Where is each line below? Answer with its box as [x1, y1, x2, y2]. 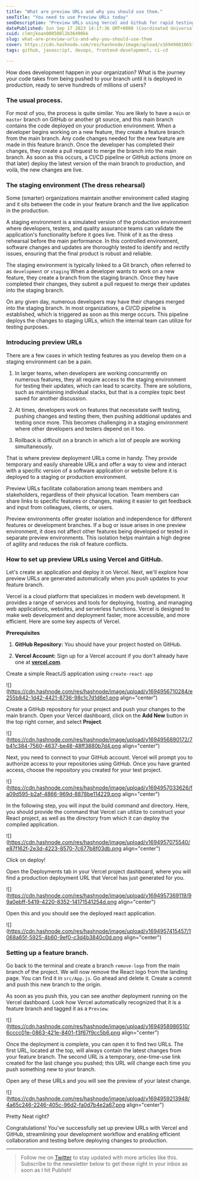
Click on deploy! [6, 856, 46, 863]
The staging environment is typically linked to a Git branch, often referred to [6, 261, 191, 269]
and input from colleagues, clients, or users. [6, 503, 114, 510]
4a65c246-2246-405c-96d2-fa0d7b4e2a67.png [6, 1101, 126, 1108]
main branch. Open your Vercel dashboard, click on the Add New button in [6, 712, 188, 719]
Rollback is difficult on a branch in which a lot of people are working [14, 436, 181, 443]
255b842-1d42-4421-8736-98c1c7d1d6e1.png [6, 694, 119, 701]
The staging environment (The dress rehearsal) [6, 181, 145, 189]
